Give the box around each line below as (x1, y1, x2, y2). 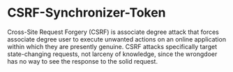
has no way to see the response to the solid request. (7, 57, 158, 65)
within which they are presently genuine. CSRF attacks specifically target (7, 42, 218, 51)
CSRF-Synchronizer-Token (7, 5, 166, 21)
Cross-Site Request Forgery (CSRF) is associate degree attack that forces (7, 28, 220, 36)
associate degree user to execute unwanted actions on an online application (7, 35, 227, 43)
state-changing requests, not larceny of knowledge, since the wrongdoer (7, 50, 218, 58)
